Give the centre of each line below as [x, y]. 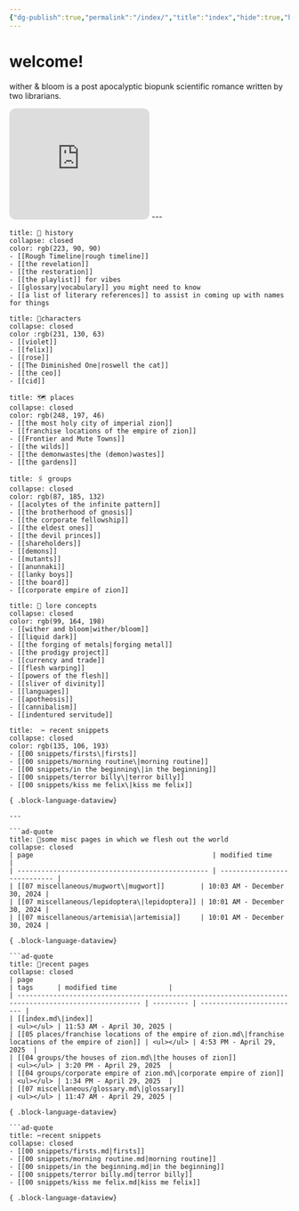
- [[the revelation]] [49, 264]
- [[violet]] [33, 342]
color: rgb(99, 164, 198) [57, 621]
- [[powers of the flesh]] [59, 676]
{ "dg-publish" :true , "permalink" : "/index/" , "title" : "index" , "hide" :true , [147, 17]
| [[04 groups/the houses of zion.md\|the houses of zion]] [123, 1057]
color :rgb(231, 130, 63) [57, 334]
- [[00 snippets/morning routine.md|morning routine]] [113, 1158]
